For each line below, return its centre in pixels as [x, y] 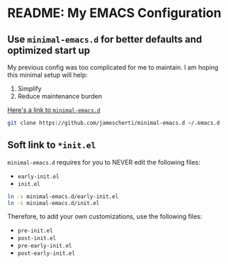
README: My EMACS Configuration [114, 13]
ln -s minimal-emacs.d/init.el [53, 203]
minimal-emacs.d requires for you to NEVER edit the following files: [104, 162]
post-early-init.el [46, 253]
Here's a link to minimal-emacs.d [54, 110]
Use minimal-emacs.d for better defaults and [105, 39]
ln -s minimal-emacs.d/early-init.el [63, 197]
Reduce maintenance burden [60, 96]
